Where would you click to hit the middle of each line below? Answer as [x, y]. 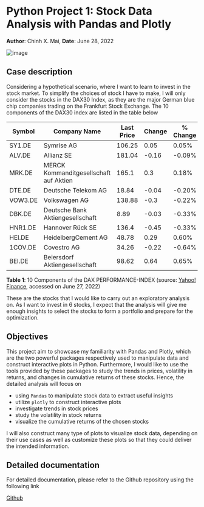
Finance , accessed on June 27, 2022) [53, 286]
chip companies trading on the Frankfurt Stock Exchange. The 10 [87, 106]
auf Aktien [58, 180]
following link [23, 486]
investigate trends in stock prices [56, 408]
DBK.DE [21, 214]
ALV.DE [20, 155]
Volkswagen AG [66, 200]
